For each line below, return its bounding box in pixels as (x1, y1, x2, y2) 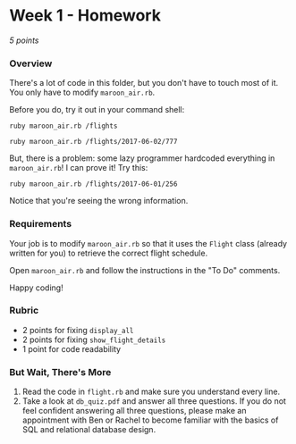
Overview (9, 57, 53, 70)
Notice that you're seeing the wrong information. (9, 196, 189, 206)
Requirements (9, 218, 72, 230)
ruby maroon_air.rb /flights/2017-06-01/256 (9, 180, 178, 188)
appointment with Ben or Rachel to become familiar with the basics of (21, 415, 279, 425)
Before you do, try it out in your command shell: (9, 105, 185, 115)
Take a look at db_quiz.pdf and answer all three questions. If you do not (21, 396, 286, 406)
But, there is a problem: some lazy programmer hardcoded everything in (9, 153, 275, 163)
